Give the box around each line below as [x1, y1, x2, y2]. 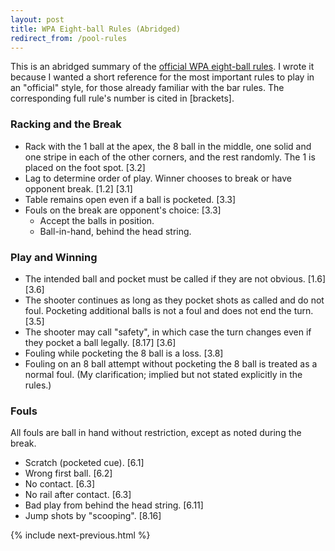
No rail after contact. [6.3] [24, 489, 132, 501]
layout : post [10, 14, 65, 25]
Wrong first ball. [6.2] [24, 467, 113, 480]
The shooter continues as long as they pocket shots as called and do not [24, 294, 325, 306]
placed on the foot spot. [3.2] [24, 161, 146, 173]
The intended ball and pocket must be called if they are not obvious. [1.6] [24, 272, 327, 285]
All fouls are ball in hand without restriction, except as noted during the [10, 427, 302, 439]
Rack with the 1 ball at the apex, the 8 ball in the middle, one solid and [24, 140, 312, 152]
